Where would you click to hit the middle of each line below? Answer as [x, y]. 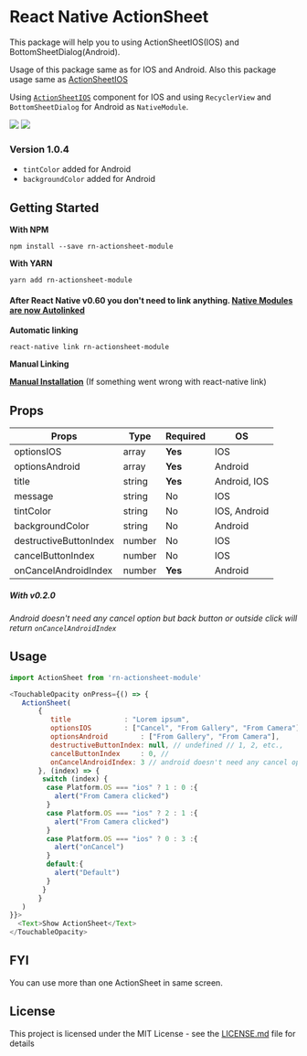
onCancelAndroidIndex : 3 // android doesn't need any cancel [169, 762]
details [22, 1043]
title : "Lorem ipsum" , [120, 720]
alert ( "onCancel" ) [90, 848]
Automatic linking [44, 330]
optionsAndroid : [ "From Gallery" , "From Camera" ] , [165, 737]
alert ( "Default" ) [87, 873]
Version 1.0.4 [40, 149]
